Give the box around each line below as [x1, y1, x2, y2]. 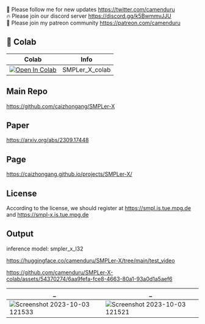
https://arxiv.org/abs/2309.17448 [6, 137, 89, 144]
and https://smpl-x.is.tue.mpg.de [6, 211, 89, 219]
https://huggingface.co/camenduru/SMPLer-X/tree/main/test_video [6, 257, 175, 264]
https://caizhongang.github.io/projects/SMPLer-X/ [6, 170, 132, 178]
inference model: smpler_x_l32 [6, 245, 84, 252]
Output [6, 228, 34, 239]
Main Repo [6, 86, 48, 97]
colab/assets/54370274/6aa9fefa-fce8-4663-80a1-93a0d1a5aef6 [6, 275, 173, 282]
